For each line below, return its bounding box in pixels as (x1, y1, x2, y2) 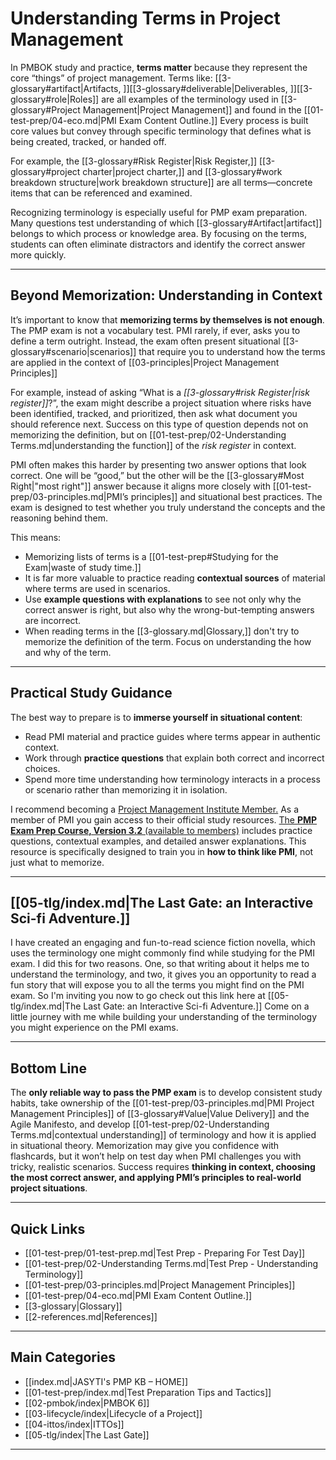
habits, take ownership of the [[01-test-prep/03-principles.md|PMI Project (10, 1097, 315, 1109)
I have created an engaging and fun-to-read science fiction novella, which (10, 937, 316, 949)
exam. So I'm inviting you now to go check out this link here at (10, 990, 266, 1002)
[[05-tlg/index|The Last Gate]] (24, 1428, 150, 1441)
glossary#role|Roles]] (10, 93, 100, 105)
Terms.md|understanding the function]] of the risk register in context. (10, 439, 297, 451)
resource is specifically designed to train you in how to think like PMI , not (10, 845, 314, 857)
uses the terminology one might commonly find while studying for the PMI (10, 947, 315, 959)
